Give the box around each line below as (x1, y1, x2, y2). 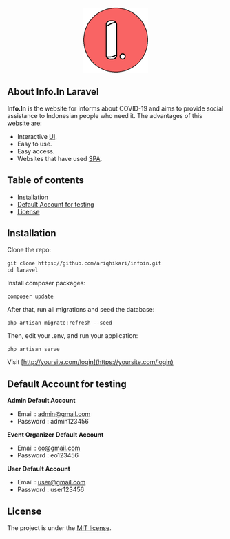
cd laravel (7, 267, 39, 274)
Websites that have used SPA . (17, 154, 103, 162)
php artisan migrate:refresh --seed (7, 319, 112, 327)
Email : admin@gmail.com (17, 410, 91, 418)
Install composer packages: (7, 279, 86, 287)
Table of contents (7, 174, 84, 187)
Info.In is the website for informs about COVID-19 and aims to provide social (7, 104, 224, 113)
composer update (7, 293, 54, 301)
